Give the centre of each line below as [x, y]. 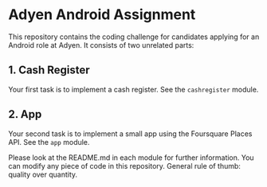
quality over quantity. [43, 174]
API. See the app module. [49, 142]
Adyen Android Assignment [102, 15]
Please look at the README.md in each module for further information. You [131, 158]
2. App [25, 114]
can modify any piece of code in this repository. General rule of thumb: [125, 166]
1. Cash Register [49, 70]
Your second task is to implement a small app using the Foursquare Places [130, 134]
